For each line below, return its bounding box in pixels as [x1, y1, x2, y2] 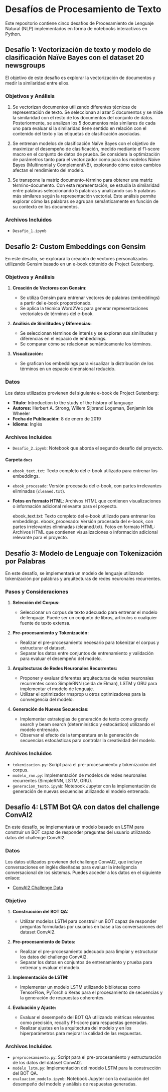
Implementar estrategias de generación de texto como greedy [20, 716, 148, 722]
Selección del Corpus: [12, 600, 60, 606]
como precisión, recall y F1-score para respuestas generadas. [20, 1020, 148, 1026]
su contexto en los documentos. [12, 204, 79, 210]
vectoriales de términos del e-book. [20, 311, 94, 317]
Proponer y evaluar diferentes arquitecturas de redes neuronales [20, 675, 154, 681]
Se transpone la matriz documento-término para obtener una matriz [12, 177, 153, 183]
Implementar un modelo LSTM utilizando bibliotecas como [20, 984, 140, 990]
